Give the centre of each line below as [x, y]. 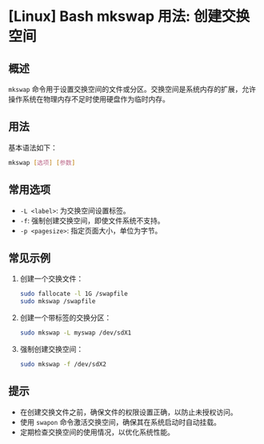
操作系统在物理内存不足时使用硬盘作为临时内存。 [89, 99]
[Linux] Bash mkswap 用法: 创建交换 [129, 16]
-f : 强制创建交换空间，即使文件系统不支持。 [92, 220]
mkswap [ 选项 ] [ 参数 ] [42, 162]
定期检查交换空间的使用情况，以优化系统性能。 [97, 432]
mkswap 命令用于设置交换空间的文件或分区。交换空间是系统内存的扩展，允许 [132, 89]
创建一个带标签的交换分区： [66, 318]
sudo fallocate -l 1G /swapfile [74, 294]
